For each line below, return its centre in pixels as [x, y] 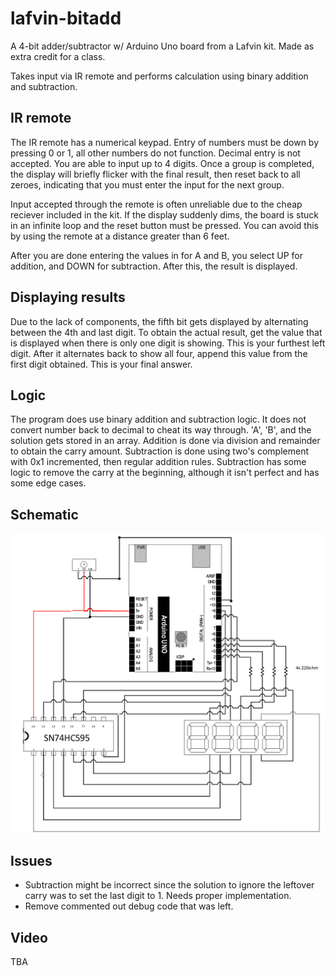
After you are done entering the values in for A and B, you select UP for [157, 255]
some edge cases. [48, 483]
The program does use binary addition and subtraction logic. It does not [158, 419]
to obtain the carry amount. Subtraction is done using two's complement [159, 451]
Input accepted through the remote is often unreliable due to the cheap [156, 204]
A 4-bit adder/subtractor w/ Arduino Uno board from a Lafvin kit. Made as [162, 46]
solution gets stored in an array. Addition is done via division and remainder [165, 441]
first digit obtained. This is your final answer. [101, 364]
